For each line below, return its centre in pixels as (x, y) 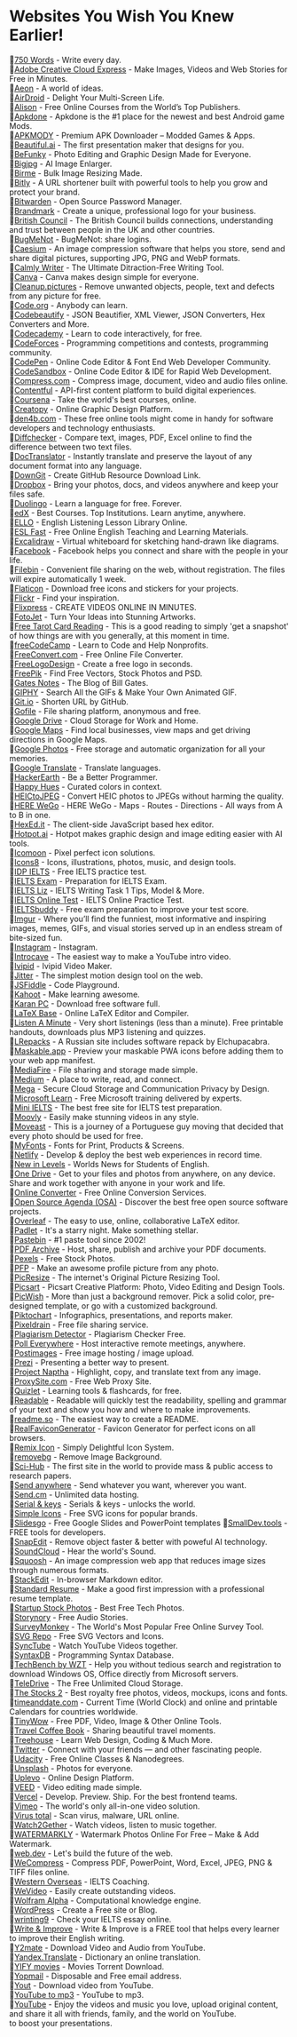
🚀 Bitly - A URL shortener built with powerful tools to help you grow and (139, 182)
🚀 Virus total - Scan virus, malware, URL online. (94, 1815)
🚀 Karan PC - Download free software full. (85, 1003)
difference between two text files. (70, 447)
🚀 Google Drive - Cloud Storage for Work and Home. (104, 720)
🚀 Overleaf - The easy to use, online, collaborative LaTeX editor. (125, 1221)
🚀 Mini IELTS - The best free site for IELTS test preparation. (116, 1107)
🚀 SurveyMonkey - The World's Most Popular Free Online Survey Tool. (137, 1627)
